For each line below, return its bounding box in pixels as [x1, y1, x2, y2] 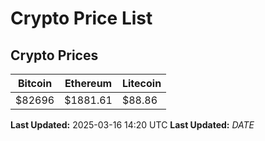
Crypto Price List [10, 7, 153, 30]
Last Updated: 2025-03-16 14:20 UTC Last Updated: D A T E [10, 119, 255, 131]
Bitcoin [17, 77, 53, 90]
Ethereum [64, 77, 113, 90]
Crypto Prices [10, 47, 99, 64]
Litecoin [121, 77, 162, 90]
